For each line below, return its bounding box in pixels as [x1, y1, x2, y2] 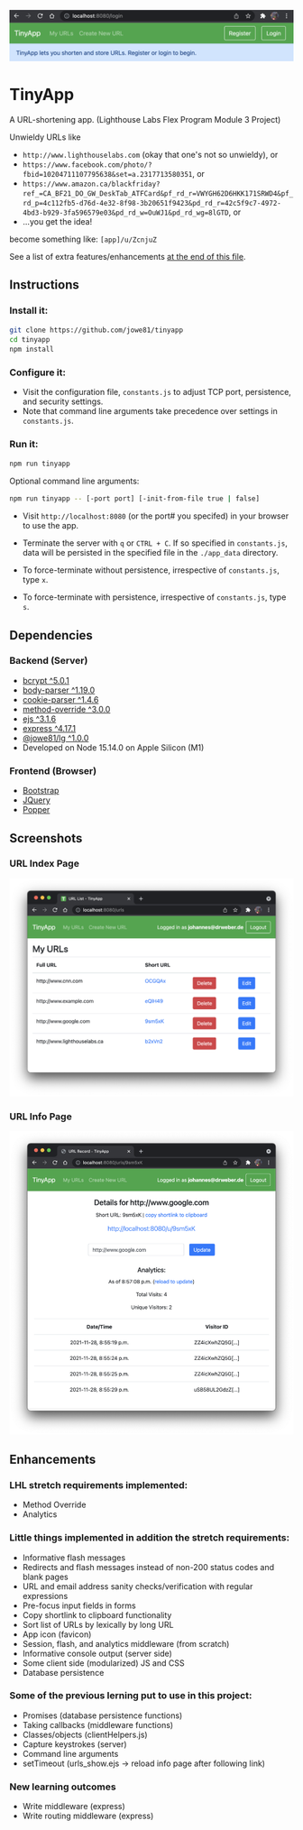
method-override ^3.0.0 [22, 703, 111, 714]
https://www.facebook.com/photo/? [22, 160, 152, 170]
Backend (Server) [9, 655, 88, 667]
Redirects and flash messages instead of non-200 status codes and [22, 1561, 275, 1572]
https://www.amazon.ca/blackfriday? [22, 179, 161, 189]
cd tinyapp [9, 336, 50, 345]
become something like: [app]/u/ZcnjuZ [9, 234, 158, 244]
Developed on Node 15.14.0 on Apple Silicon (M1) [22, 741, 205, 753]
